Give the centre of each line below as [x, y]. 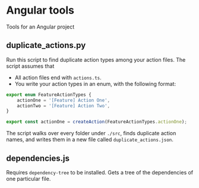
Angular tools [40, 10]
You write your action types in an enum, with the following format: [95, 84]
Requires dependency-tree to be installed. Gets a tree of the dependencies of [100, 172]
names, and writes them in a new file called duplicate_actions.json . [90, 139]
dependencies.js [38, 158]
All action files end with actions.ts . [58, 77]
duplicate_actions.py [46, 45]
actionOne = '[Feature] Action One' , [64, 100]
